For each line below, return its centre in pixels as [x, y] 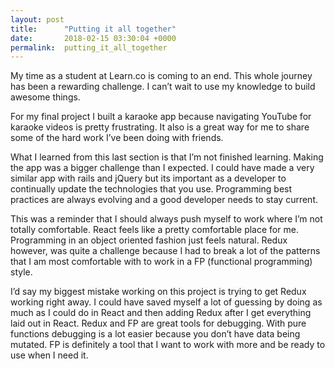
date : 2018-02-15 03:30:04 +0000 [93, 38]
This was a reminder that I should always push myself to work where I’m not [166, 219]
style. [21, 272]
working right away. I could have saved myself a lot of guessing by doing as [166, 302]
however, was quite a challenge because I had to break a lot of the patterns [165, 251]
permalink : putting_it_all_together [89, 47]
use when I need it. [49, 355]
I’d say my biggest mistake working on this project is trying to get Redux [158, 292]
